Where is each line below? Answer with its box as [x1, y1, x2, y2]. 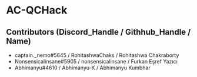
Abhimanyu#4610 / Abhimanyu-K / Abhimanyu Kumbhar [14, 64, 151, 71]
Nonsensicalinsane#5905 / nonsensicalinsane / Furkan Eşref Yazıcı [14, 58, 178, 65]
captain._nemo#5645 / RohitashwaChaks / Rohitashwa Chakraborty [14, 52, 179, 59]
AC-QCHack [6, 4, 68, 17]
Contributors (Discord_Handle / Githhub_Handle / [6, 27, 191, 37]
